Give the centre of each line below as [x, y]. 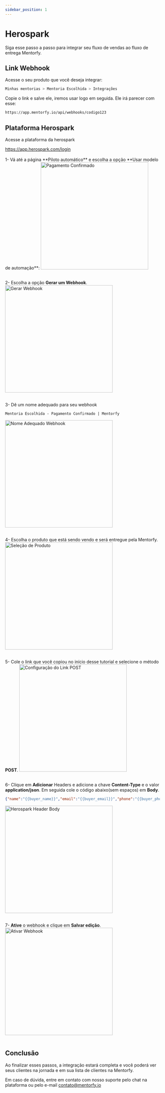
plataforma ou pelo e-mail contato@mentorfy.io [53, 1085]
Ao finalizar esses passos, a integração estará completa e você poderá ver [81, 1065]
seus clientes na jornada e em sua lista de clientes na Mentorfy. [69, 1070]
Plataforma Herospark [40, 128]
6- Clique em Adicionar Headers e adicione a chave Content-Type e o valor [82, 785]
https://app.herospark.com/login [38, 149]
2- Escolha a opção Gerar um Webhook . [46, 282]
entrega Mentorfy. [23, 53]
